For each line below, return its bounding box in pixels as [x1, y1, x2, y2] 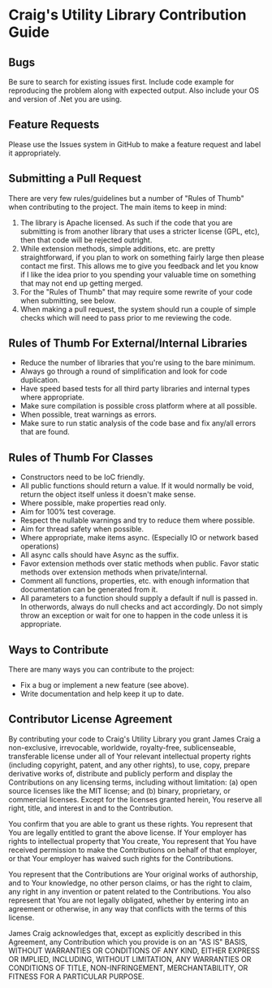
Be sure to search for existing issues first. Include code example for [8, 77, 235, 86]
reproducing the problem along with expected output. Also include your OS [8, 85, 260, 95]
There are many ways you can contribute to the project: [8, 665, 195, 675]
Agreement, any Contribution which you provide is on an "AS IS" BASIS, [8, 937, 248, 946]
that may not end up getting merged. [19, 278, 144, 288]
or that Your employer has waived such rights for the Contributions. [8, 853, 234, 863]
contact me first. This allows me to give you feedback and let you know [19, 260, 259, 270]
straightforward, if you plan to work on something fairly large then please [19, 252, 265, 262]
